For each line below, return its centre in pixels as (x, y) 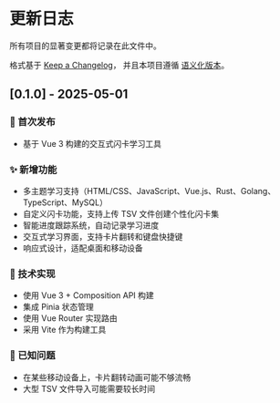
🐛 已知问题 (33, 356)
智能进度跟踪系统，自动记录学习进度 (91, 225)
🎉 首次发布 (33, 122)
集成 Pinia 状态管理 (58, 307)
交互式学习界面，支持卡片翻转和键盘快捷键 (103, 236)
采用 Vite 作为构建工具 (64, 330)
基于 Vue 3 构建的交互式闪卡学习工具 (92, 143)
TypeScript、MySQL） (65, 202)
